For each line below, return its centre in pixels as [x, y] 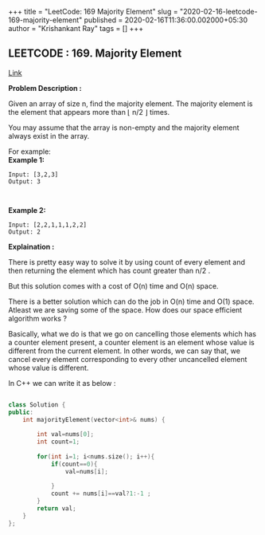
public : [21, 412]
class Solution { [37, 405]
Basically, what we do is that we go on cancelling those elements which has [132, 333]
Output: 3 [25, 181]
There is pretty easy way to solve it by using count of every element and [127, 262]
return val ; [57, 509]
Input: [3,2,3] [33, 175]
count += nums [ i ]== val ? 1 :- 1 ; [101, 494]
